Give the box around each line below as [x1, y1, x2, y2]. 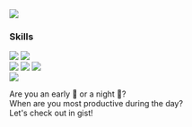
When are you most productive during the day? [9, 98, 184, 109]
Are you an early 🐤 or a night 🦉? [9, 89, 127, 99]
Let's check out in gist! [9, 107, 94, 119]
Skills [9, 30, 34, 43]
